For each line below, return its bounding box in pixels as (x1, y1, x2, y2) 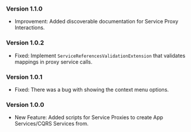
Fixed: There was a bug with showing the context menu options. (14, 86, 169, 93)
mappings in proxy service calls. (14, 58, 92, 65)
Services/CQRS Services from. (14, 120, 89, 127)
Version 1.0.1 (6, 72, 43, 81)
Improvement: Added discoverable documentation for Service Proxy (14, 18, 179, 25)
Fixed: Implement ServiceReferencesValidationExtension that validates (14, 52, 186, 59)
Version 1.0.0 (6, 100, 44, 109)
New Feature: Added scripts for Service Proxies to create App (14, 114, 164, 121)
